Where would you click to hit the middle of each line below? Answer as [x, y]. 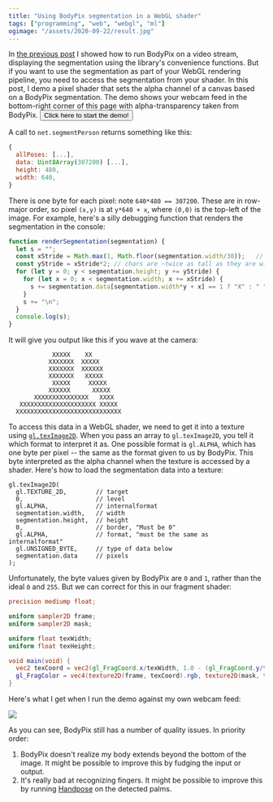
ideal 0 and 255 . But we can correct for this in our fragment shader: [120, 587]
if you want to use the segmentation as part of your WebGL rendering [125, 72]
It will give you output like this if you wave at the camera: [103, 340]
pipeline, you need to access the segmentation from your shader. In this [129, 80]
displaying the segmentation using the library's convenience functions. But [134, 63]
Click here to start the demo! [87, 116]
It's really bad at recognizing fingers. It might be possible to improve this [141, 780]
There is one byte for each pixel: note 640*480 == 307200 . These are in [126, 201]
